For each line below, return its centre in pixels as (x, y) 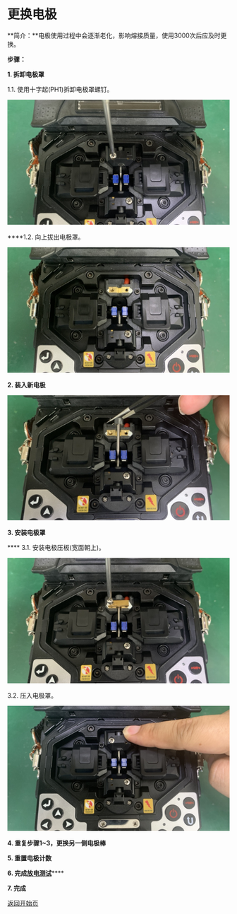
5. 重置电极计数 (29, 858)
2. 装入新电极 (26, 385)
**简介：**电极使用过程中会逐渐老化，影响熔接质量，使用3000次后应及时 (114, 35)
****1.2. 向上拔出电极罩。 (46, 237)
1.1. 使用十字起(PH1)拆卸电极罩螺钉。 (60, 89)
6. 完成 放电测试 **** (36, 873)
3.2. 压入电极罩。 (32, 695)
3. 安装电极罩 (26, 533)
